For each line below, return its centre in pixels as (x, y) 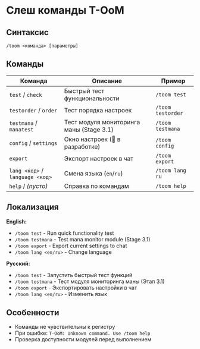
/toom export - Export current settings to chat (71, 246)
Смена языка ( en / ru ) (93, 173)
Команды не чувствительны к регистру (65, 327)
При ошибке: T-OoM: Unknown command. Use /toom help (82, 333)
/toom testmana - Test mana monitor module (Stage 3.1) (82, 239)
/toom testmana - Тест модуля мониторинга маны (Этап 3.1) (90, 281)
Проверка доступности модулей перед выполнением (83, 339)
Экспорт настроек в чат (99, 158)
